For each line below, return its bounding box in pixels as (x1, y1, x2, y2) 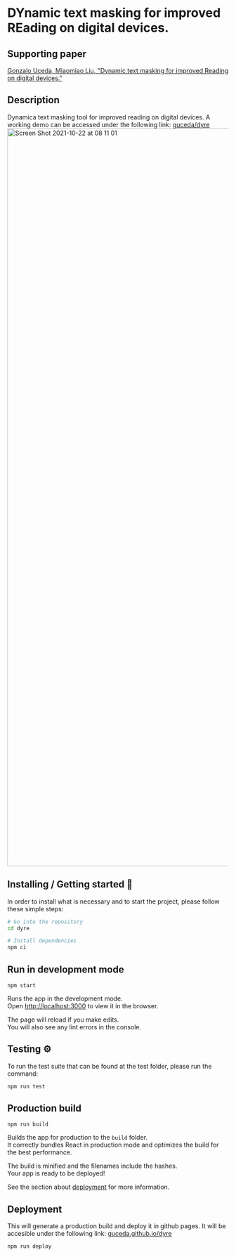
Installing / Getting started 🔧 (7, 878, 133, 890)
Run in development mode (7, 963, 124, 975)
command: (7, 1069, 39, 1078)
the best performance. (7, 1148, 72, 1157)
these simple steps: (7, 904, 64, 913)
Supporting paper (7, 48, 86, 60)
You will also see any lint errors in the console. (7, 1022, 142, 1031)
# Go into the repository (7, 918, 83, 925)
